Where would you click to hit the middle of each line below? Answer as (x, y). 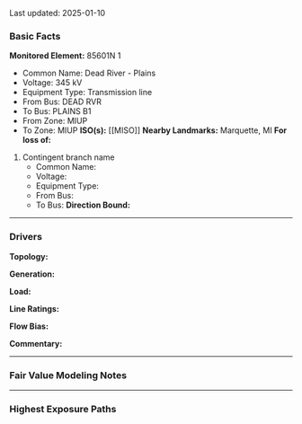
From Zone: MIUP (55, 121)
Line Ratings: (35, 308)
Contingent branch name (68, 157)
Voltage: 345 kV (52, 83)
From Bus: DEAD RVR (62, 102)
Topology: (29, 256)
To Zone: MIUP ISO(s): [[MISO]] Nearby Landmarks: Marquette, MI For (155, 130)
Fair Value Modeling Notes (68, 375)
